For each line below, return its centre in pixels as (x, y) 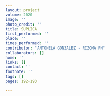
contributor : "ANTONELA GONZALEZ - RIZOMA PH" (55, 48)
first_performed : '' (27, 34)
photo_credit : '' (24, 24)
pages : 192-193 (21, 81)
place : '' (16, 39)
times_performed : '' (27, 43)
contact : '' (18, 67)
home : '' (14, 57)
